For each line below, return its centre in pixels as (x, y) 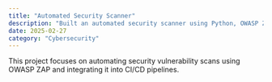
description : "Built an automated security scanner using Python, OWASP (134, 23)
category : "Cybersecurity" (54, 38)
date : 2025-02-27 (38, 31)
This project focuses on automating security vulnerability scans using (124, 61)
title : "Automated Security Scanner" (72, 16)
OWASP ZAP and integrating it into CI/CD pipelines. (94, 70)
